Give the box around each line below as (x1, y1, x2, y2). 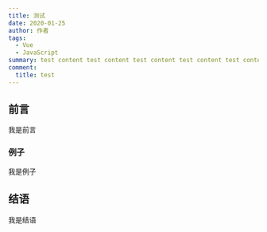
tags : (8, 33, 26, 42)
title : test (15, 71, 56, 79)
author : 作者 (8, 26, 49, 34)
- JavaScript (15, 49, 59, 57)
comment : (8, 64, 37, 72)
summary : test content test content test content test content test (8, 57, 240, 65)
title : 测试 (8, 11, 45, 20)
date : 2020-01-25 (8, 19, 66, 27)
